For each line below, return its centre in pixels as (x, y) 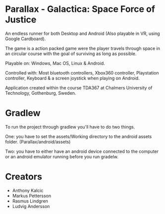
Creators (24, 177)
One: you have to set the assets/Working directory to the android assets (79, 136)
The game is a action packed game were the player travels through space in (82, 48)
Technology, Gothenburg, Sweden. (41, 93)
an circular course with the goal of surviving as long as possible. (71, 54)
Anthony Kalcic (28, 190)
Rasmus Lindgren (30, 201)
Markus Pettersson (32, 196)
